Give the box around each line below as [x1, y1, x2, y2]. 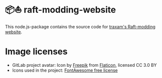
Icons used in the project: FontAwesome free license [12, 67, 118, 73]
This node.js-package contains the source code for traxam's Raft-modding [5, 23, 156, 29]
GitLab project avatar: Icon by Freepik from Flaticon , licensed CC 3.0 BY [12, 62, 157, 68]
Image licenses [5, 46, 68, 57]
